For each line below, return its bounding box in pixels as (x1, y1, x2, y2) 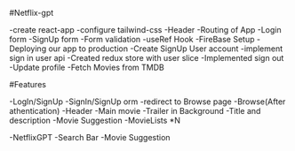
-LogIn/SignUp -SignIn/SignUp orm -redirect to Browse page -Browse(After (9, 96, 286, 107)
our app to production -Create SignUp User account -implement (48, 43, 283, 54)
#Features (9, 79, 47, 89)
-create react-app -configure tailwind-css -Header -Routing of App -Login (9, 25, 282, 34)
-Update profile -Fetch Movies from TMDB (9, 62, 164, 72)
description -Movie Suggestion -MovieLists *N (9, 115, 180, 125)
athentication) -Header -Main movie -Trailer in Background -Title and (9, 106, 261, 116)
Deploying (9, 43, 47, 54)
